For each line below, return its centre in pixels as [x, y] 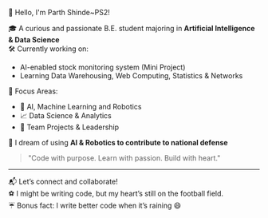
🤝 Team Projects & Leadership [69, 127]
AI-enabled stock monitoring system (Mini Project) [102, 67]
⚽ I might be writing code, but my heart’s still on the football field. [116, 193]
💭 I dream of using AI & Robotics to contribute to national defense [118, 143]
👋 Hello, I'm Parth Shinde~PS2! [59, 12]
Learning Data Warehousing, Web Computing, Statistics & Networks [131, 75]
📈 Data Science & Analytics [65, 115]
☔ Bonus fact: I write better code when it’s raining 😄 [95, 205]
